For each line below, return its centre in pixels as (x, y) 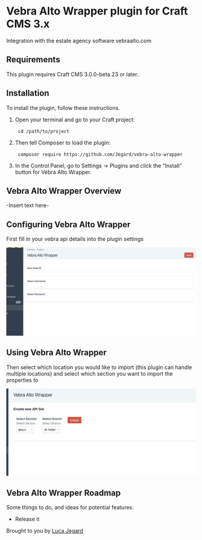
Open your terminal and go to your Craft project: (75, 120)
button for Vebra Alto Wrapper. (53, 172)
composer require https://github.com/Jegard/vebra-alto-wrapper (100, 154)
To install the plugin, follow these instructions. (63, 108)
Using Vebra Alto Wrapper (56, 352)
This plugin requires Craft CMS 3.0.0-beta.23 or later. (72, 74)
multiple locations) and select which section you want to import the (90, 373)
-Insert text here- (28, 205)
